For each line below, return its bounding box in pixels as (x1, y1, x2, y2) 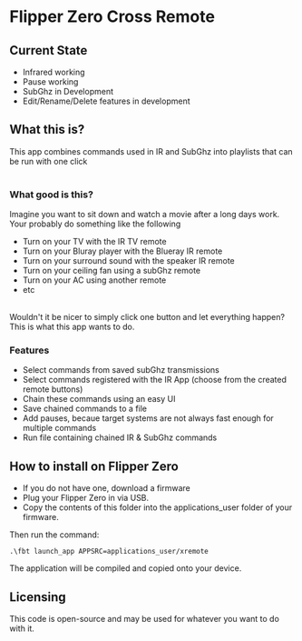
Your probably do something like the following (9, 218, 181, 229)
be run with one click (9, 155, 88, 166)
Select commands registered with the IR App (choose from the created (22, 375, 287, 386)
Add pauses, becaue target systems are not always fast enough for (22, 413, 274, 424)
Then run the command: (9, 529, 100, 540)
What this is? (9, 122, 85, 137)
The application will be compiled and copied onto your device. (9, 563, 242, 574)
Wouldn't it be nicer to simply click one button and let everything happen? (9, 312, 286, 323)
